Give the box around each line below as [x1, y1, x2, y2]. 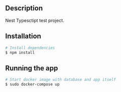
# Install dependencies [5, 45, 55, 50]
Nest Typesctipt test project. [5, 17, 65, 23]
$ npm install [5, 50, 35, 55]
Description [5, 4, 43, 13]
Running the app [5, 64, 58, 72]
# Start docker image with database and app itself [5, 77, 116, 82]
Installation [5, 32, 41, 41]
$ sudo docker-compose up [5, 82, 59, 87]
